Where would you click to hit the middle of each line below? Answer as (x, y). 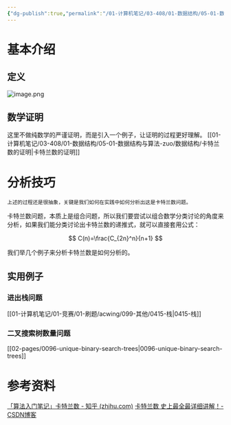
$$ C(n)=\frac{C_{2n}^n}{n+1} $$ (115, 238)
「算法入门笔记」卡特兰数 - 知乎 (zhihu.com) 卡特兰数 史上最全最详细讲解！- (115, 406)
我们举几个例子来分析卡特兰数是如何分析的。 (70, 253)
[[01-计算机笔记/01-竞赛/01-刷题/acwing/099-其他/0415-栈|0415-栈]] (104, 314)
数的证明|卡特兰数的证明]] (44, 152)
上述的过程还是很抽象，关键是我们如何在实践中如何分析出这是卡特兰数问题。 (99, 203)
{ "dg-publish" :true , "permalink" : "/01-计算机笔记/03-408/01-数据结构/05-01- (113, 13)
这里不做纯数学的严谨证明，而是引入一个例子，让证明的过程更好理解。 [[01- (114, 135)
